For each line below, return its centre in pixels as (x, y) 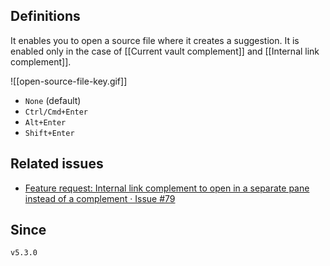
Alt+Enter (45, 122)
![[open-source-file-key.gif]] (69, 81)
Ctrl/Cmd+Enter (56, 112)
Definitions (45, 16)
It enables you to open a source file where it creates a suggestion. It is (155, 40)
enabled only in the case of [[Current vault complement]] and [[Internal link (165, 51)
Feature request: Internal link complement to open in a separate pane (167, 188)
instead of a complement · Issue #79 (100, 198)
